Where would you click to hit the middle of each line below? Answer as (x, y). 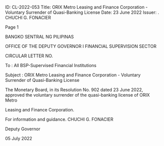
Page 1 (12, 27)
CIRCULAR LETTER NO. (29, 56)
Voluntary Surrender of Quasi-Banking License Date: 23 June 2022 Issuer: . (82, 12)
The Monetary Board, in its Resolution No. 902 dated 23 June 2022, (74, 90)
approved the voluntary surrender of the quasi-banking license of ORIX (78, 95)
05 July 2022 (19, 138)
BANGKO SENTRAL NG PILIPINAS (40, 37)
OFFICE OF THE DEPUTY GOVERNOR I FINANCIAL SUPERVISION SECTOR (81, 46)
